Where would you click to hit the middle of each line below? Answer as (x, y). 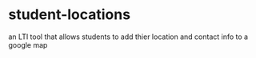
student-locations (69, 15)
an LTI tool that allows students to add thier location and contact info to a (128, 37)
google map (28, 44)
